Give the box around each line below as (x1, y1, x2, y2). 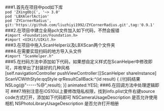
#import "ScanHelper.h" (5, 54, 54, 59)
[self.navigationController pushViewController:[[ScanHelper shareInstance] (5, 70, 157, 76)
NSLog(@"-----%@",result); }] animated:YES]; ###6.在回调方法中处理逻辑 (5, 82, 155, 88)
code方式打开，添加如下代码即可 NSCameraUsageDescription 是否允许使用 (5, 94, 158, 100)
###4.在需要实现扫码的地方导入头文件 (5, 48, 82, 54)
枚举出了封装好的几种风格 (18, 65, 70, 70)
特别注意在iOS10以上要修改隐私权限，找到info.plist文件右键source (22, 89, 155, 94)
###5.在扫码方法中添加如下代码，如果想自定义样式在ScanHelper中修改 (5, 59, 148, 65)
